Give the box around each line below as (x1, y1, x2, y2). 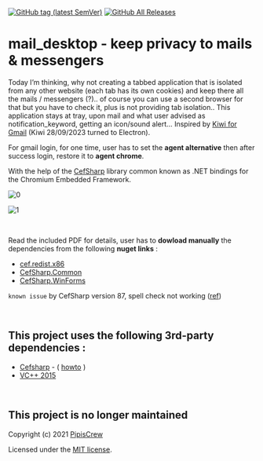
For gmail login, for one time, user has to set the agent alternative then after (8, 142, 255, 152)
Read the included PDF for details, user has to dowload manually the (8, 236, 232, 245)
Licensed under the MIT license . (8, 445, 112, 454)
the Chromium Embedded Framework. (8, 174, 132, 184)
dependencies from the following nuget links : (8, 243, 159, 253)
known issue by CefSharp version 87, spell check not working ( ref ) (8, 291, 222, 300)
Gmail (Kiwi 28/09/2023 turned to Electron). (8, 127, 151, 137)
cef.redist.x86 (19, 259, 65, 269)
